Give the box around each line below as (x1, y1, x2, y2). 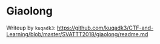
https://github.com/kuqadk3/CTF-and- (56, 24, 154, 31)
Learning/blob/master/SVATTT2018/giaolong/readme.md (6, 30, 148, 37)
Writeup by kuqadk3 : (6, 24, 56, 31)
